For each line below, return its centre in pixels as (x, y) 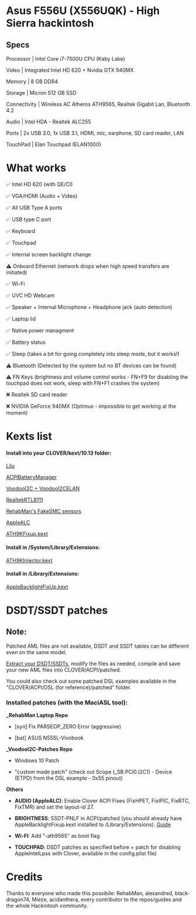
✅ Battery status (26, 342)
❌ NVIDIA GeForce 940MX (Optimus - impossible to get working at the (91, 406)
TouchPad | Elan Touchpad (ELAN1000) (54, 144)
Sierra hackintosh (50, 23)
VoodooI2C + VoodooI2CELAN (43, 489)
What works (36, 168)
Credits (24, 877)
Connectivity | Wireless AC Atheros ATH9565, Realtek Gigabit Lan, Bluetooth (98, 104)
